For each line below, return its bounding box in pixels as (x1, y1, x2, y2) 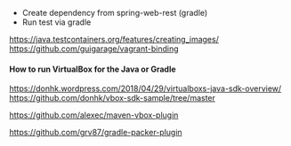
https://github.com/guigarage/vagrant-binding (9, 43, 180, 54)
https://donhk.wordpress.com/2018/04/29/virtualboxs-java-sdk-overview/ (9, 83, 282, 94)
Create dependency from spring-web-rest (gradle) (21, 8, 208, 18)
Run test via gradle (21, 17, 92, 27)
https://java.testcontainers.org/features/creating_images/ (9, 35, 220, 44)
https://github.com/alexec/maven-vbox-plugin (9, 110, 179, 120)
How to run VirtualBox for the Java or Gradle (9, 64, 176, 74)
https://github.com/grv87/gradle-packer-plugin (9, 127, 182, 138)
